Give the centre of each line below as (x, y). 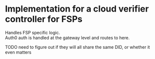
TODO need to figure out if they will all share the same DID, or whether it (77, 47)
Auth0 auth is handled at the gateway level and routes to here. (68, 38)
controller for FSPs (44, 19)
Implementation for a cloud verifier (77, 9)
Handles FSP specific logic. (32, 32)
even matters (18, 52)
